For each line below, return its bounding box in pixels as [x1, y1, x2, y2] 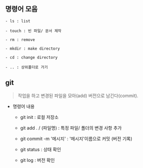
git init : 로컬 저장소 [20, 114, 59, 120]
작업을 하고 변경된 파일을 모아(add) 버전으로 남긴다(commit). [17, 93, 138, 99]
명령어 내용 [12, 103, 35, 109]
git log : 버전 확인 [20, 157, 55, 163]
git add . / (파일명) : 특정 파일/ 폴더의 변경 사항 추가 [20, 124, 122, 131]
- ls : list [5, 18, 30, 24]
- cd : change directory [5, 55, 58, 60]
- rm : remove [5, 37, 35, 42]
